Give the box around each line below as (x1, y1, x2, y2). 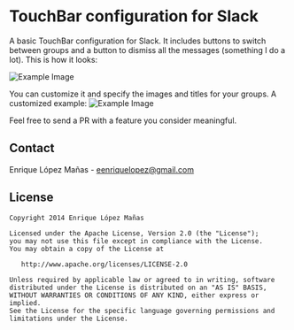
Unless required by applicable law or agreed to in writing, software (9, 275, 275, 284)
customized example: (9, 97, 88, 108)
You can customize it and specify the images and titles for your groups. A (9, 88, 277, 99)
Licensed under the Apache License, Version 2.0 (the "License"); (9, 228, 259, 238)
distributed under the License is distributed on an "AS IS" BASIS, (9, 283, 267, 292)
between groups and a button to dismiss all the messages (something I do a (9, 44, 286, 55)
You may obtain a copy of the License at (9, 244, 165, 253)
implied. (9, 298, 42, 307)
